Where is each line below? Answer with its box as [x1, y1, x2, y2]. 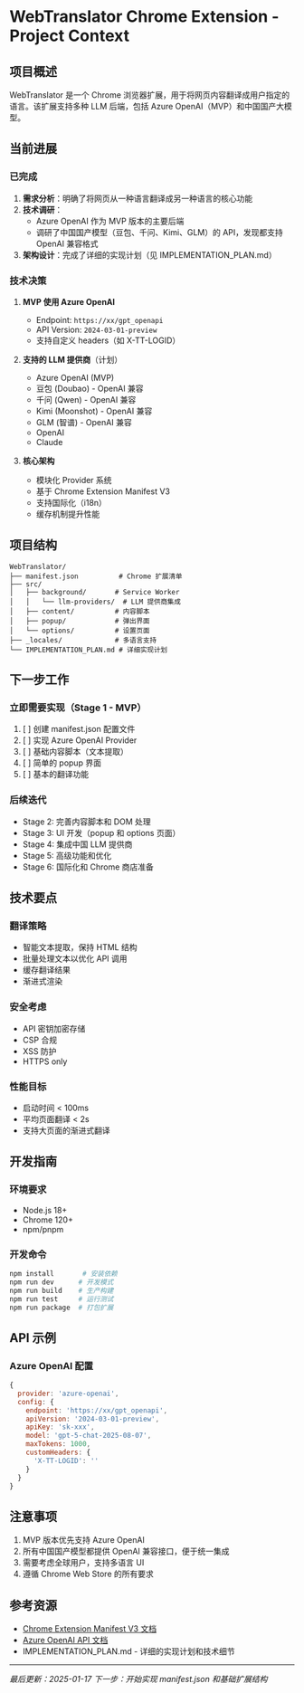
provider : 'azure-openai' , [17, 1389, 119, 1398]
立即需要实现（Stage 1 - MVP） [9, 701, 147, 714]
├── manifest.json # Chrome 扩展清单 [9, 572, 183, 581]
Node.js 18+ [22, 1204, 68, 1215]
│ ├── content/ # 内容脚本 [9, 606, 151, 616]
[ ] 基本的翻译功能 [22, 769, 89, 780]
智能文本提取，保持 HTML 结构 [22, 942, 138, 953]
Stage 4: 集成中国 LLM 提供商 [22, 839, 133, 850]
